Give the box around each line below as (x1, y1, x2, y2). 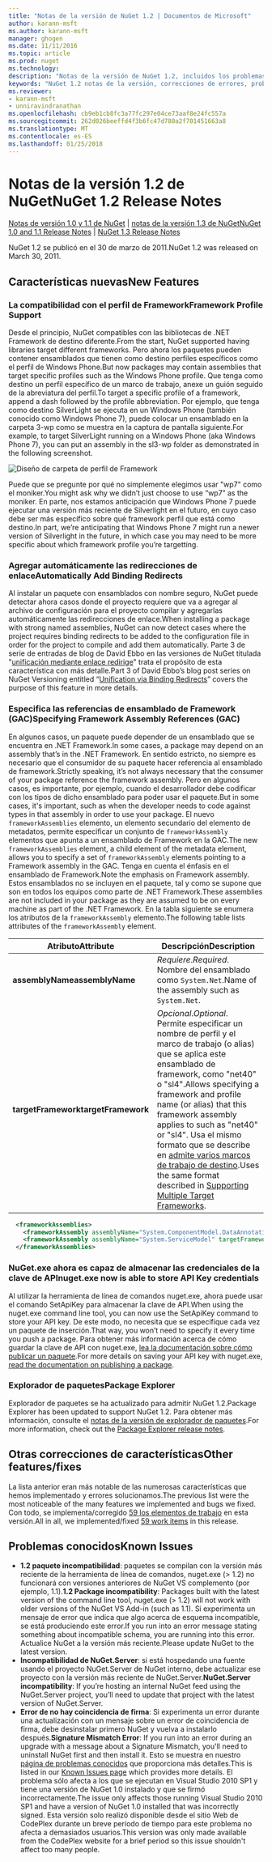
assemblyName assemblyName (12, 974, 136, 985)
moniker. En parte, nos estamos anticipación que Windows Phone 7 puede (8, 497, 257, 507)
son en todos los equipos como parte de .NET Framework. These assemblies (8, 886, 263, 896)
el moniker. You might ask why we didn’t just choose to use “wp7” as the (8, 488, 249, 498)
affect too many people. (19, 1845, 100, 1855)
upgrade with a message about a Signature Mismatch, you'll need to (19, 1741, 249, 1751)
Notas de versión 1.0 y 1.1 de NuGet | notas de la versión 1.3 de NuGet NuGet (8, 219, 261, 228)
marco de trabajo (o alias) (156, 1038, 255, 1049)
